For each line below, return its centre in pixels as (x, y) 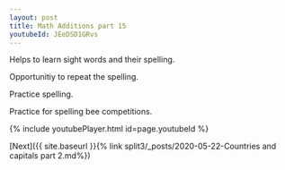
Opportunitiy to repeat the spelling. (74, 77)
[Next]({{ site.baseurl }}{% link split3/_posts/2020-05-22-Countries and (143, 146)
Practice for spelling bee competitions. (81, 112)
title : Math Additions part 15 (68, 26)
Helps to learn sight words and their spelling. (92, 60)
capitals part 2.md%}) (50, 156)
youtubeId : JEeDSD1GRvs (54, 34)
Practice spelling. (41, 94)
